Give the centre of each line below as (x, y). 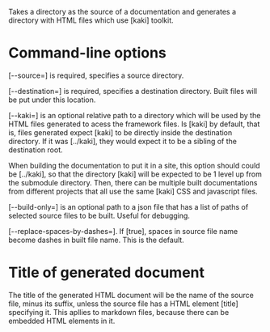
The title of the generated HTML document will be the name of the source (131, 295)
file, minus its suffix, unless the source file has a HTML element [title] (123, 304)
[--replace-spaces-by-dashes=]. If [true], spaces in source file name (123, 231)
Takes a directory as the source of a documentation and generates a (122, 12)
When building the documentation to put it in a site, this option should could (134, 165)
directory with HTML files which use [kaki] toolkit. (91, 20)
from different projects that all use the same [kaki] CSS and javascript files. (133, 191)
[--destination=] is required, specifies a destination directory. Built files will (133, 91)
